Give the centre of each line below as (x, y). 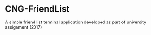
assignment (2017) (24, 27)
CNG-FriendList (37, 9)
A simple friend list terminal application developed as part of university (76, 22)
